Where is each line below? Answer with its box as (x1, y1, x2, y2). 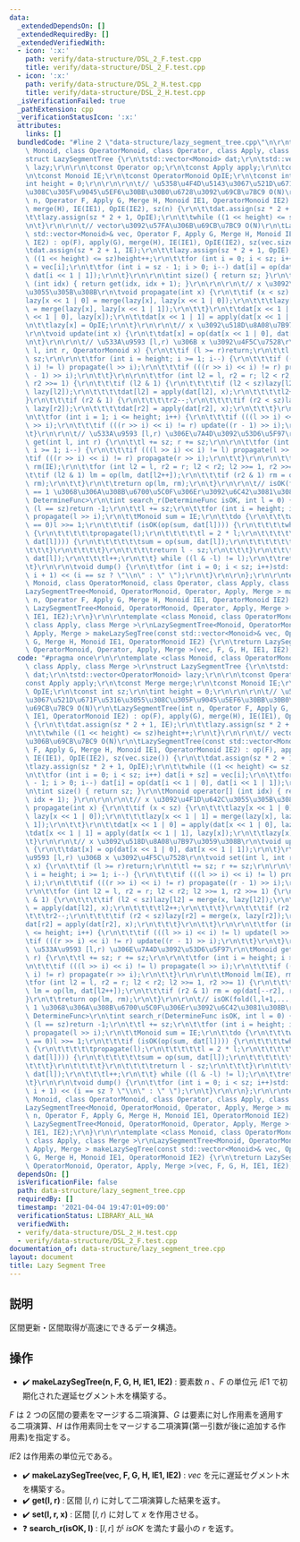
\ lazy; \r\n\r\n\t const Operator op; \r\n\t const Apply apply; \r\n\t (25, 163, 286, 172)
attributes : (17, 122, 62, 131)
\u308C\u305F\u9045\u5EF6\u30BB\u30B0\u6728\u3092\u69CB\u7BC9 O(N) (25, 188, 286, 197)
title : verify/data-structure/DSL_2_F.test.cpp (25, 64, 205, 72)
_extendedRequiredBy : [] (17, 30, 110, 38)
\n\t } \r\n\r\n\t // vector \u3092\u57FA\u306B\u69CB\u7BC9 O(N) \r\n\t (25, 221, 286, 230)
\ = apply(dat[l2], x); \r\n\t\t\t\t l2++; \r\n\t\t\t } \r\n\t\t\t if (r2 (25, 903, 290, 913)
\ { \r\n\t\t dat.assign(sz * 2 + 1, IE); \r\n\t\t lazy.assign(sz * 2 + (25, 720, 290, 729)
